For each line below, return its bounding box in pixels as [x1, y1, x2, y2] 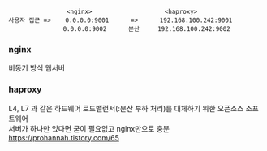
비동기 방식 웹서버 [8, 63, 65, 73]
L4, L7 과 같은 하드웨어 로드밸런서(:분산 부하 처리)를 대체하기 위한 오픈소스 [8, 103, 244, 113]
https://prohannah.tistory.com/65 [8, 132, 120, 142]
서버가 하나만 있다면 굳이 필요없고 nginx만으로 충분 [8, 123, 170, 133]
